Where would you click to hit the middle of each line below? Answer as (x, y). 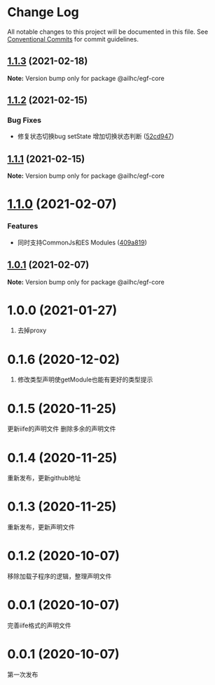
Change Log (43, 12)
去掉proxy (32, 330)
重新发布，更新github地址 (44, 478)
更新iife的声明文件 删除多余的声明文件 (62, 429)
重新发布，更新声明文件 (41, 527)
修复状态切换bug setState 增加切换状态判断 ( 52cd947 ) (96, 136)
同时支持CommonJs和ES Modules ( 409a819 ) (82, 242)
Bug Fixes (25, 120)
